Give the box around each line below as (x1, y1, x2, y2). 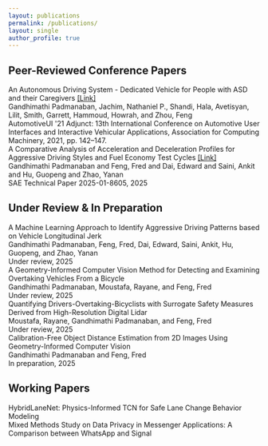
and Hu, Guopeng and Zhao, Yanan (8, 169, 124, 180)
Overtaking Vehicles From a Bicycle (8, 273, 125, 283)
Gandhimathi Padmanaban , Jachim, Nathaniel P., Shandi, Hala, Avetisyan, (8, 102, 250, 112)
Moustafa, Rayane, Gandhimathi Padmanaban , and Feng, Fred (8, 316, 212, 325)
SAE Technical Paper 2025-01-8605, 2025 (8, 178, 148, 188)
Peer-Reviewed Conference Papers (8, 63, 187, 77)
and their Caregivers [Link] (8, 94, 97, 103)
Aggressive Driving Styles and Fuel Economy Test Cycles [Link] (8, 153, 217, 162)
